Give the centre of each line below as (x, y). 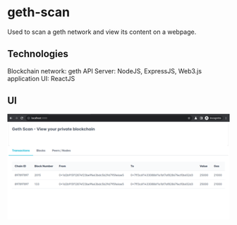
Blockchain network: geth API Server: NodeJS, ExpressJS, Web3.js (105, 71)
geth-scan (39, 12)
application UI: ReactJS (41, 78)
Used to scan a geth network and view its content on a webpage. (102, 32)
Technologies (38, 54)
